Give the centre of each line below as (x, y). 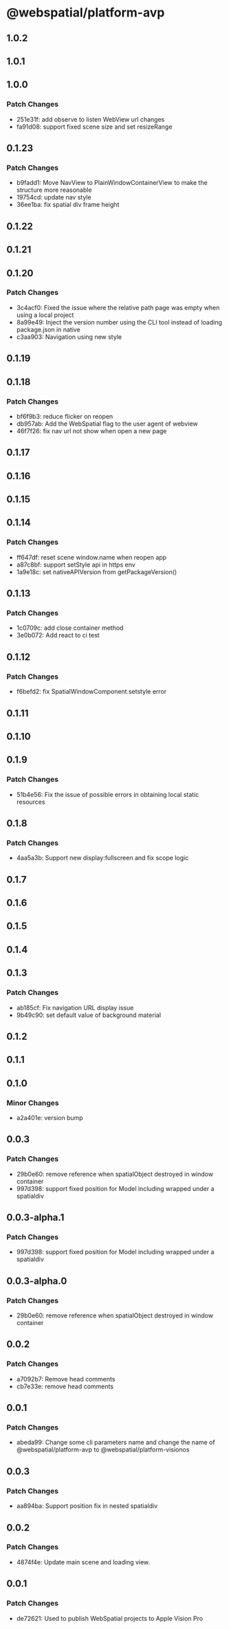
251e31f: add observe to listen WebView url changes (90, 119)
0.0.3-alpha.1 (35, 1217)
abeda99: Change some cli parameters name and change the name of (116, 1443)
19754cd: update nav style (54, 197)
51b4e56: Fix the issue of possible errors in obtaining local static (108, 794)
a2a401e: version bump (50, 1118)
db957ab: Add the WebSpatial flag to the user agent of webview (107, 424)
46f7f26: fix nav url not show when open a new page (91, 430)
